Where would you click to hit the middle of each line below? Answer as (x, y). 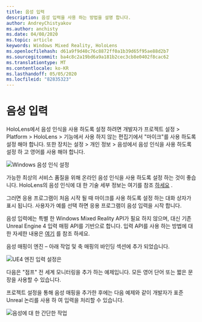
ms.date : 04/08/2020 (32, 34)
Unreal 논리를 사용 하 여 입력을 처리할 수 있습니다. (65, 300)
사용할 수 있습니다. (39, 280)
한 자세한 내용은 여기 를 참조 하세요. (48, 234)
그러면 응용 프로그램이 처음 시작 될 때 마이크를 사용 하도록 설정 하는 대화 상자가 (99, 198)
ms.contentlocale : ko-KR (37, 68)
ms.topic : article (29, 40)
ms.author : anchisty (32, 29)
